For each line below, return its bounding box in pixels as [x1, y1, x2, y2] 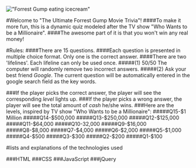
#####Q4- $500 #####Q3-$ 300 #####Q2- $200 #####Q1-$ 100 [6, 133, 163, 140]
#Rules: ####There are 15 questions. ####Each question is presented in [6, 47, 181, 54]
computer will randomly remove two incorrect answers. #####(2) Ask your [6, 66, 187, 73]
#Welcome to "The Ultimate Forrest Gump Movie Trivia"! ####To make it [6, 17, 181, 23]
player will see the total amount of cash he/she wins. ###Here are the [6, 102, 174, 108]
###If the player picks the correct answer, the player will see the [6, 90, 161, 96]
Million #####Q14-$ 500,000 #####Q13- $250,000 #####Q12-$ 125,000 [6, 114, 180, 121]
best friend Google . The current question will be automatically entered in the [6, 72, 190, 78]
